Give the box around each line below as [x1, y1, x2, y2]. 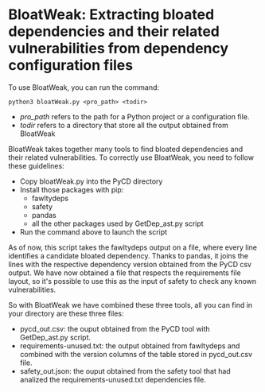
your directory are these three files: [8, 309, 124, 318]
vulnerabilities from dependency [8, 40, 229, 57]
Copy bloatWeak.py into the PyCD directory [19, 177, 163, 186]
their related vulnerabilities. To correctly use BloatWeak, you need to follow [8, 153, 255, 162]
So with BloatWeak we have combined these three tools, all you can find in [8, 300, 253, 309]
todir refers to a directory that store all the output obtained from [19, 120, 228, 130]
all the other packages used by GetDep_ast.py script [31, 219, 205, 228]
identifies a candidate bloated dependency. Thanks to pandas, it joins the [8, 250, 249, 260]
